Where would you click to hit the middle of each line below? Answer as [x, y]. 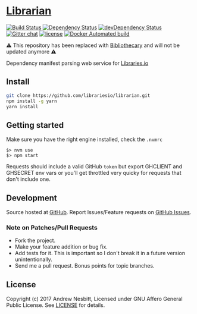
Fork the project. [35, 241]
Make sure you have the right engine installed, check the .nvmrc [84, 139]
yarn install [22, 106]
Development [32, 198]
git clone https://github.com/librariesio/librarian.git [78, 95]
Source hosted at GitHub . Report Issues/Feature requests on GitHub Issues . [99, 212]
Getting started [35, 125]
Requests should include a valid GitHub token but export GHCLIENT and [94, 167]
